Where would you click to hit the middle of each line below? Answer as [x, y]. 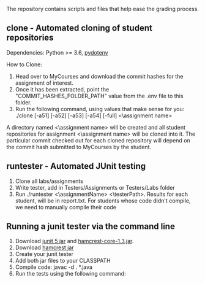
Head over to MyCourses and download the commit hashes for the [99, 76]
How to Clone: [24, 64]
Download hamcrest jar [45, 247]
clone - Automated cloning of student [80, 28]
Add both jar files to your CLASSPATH [63, 261]
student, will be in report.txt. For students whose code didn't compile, [103, 200]
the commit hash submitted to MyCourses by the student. [79, 147]
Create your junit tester [44, 254]
